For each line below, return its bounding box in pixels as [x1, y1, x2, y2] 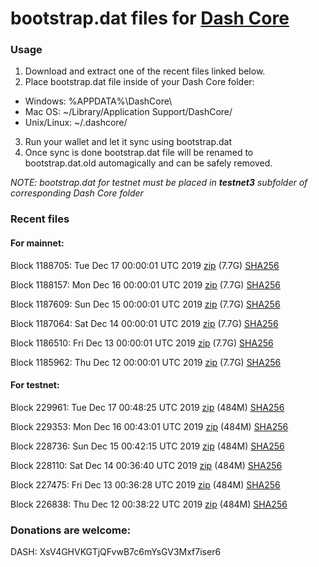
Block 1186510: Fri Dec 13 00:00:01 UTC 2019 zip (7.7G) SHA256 [10, 337, 274, 349]
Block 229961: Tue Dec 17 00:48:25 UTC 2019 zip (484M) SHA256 [10, 401, 285, 413]
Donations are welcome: [10, 523, 132, 537]
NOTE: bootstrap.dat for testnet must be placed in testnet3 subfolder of [10, 177, 308, 189]
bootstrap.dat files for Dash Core [10, 7, 290, 30]
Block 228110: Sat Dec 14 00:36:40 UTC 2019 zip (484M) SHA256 [10, 459, 283, 471]
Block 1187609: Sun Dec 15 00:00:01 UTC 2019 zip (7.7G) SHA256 [10, 298, 281, 310]
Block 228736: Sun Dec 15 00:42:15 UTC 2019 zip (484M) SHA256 [10, 440, 285, 452]
